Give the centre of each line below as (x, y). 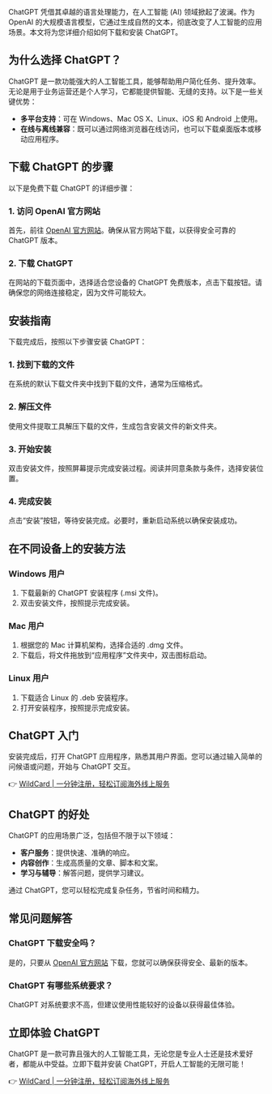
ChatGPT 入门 (44, 735)
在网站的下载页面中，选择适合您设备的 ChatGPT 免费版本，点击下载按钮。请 (136, 283)
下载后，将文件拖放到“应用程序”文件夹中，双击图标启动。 (116, 656)
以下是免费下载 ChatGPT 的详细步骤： (72, 188)
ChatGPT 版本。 (35, 240)
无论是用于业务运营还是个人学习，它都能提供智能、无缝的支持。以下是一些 (132, 91)
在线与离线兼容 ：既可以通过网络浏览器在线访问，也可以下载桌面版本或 (137, 129)
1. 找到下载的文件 (42, 365)
